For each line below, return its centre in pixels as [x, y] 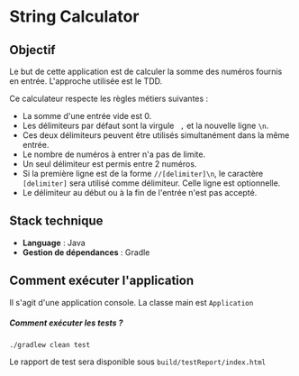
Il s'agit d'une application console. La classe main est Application [131, 302]
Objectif [32, 50]
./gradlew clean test [50, 344]
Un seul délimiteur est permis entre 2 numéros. [109, 164]
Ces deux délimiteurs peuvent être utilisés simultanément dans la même [156, 135]
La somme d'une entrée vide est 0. [87, 116]
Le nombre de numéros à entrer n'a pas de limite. [113, 154]
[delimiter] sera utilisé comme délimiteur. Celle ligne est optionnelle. [151, 183]
